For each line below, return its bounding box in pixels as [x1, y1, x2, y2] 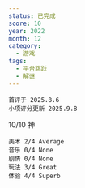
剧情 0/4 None [8, 155, 54, 163]
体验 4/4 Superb [8, 172, 61, 180]
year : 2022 [8, 27, 45, 35]
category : [8, 42, 42, 50]
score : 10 [8, 19, 42, 28]
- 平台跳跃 [15, 65, 48, 73]
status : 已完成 [8, 11, 56, 20]
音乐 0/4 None [8, 146, 54, 154]
